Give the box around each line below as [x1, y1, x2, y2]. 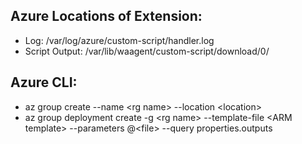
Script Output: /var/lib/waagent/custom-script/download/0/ [24, 45, 270, 57]
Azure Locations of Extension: [10, 8, 203, 25]
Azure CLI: [10, 74, 78, 91]
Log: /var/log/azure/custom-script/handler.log [24, 34, 215, 46]
